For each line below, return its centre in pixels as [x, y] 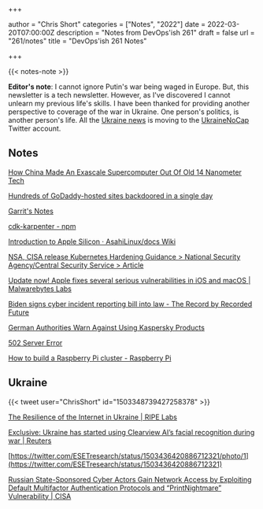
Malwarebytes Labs [40, 289]
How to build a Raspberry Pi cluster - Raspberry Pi [90, 358]
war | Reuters [30, 441]
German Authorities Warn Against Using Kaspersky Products [106, 327]
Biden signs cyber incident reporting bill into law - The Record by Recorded [130, 304]
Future [19, 312]
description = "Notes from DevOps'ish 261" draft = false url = [156, 33]
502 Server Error [35, 342]
